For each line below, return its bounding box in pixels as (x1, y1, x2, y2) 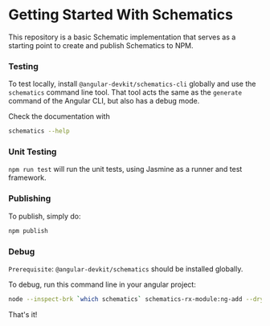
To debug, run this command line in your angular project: (8, 279, 197, 289)
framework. (8, 173, 47, 182)
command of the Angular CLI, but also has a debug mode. (8, 96, 200, 106)
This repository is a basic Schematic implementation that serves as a (8, 32, 236, 42)
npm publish (8, 226, 48, 234)
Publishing (8, 193, 51, 204)
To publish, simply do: (8, 211, 81, 221)
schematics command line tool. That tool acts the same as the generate (8, 88, 243, 97)
